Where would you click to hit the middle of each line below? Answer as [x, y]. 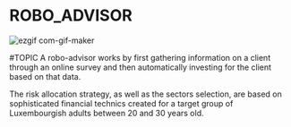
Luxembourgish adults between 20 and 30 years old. [107, 113]
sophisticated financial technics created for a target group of [121, 103]
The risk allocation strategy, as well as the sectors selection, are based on [145, 94]
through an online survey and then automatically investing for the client [140, 67]
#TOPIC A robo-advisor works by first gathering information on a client [140, 57]
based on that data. [45, 76]
